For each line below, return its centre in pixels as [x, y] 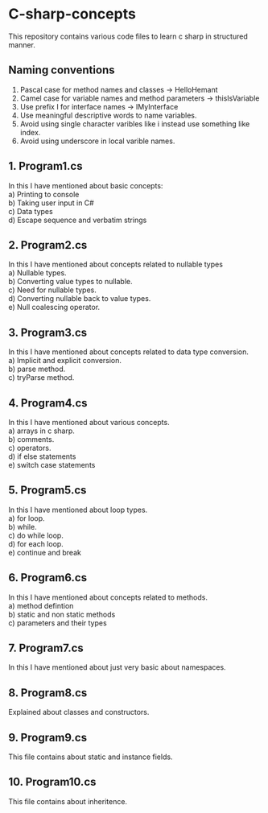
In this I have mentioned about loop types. [78, 510]
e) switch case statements [52, 465]
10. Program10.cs [52, 782]
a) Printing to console [44, 194]
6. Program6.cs [47, 578]
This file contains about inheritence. [68, 801]
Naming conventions [62, 70]
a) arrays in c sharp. [41, 431]
